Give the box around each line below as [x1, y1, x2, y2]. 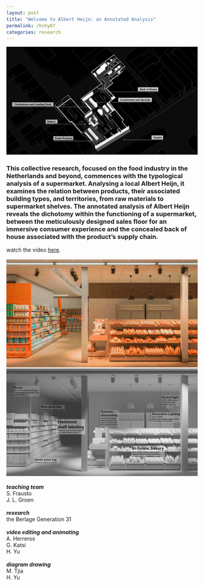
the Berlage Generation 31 [6, 515, 72, 523]
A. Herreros [6, 535, 35, 542]
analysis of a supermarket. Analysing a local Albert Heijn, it [6, 179, 185, 188]
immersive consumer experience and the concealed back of [6, 225, 187, 233]
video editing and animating [6, 529, 80, 536]
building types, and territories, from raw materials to [6, 195, 164, 203]
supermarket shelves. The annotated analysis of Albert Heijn [6, 202, 190, 210]
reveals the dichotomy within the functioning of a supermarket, [6, 210, 197, 218]
